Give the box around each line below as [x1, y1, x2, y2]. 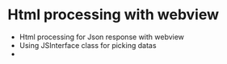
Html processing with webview [7, 6, 220, 24]
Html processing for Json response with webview [19, 32, 185, 42]
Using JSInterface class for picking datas [19, 40, 157, 50]
